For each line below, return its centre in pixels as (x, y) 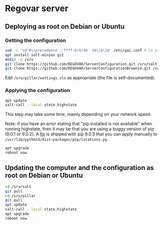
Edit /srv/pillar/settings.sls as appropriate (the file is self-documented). (80, 78)
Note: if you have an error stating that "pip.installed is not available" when (79, 124)
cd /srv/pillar (20, 196)
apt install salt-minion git (34, 55)
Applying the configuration (38, 91)
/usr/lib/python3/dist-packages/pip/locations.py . (57, 139)
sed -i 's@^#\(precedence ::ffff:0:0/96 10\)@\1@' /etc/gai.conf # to (79, 50)
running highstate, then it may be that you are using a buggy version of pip (80, 129)
